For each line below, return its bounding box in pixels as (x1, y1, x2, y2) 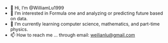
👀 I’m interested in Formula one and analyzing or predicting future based (10, 10, 163, 16)
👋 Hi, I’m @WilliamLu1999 (10, 5, 64, 11)
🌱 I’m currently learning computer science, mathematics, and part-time (10, 21, 160, 27)
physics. (10, 26, 28, 32)
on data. (10, 16, 28, 21)
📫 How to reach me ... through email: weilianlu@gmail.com (10, 32, 135, 38)
